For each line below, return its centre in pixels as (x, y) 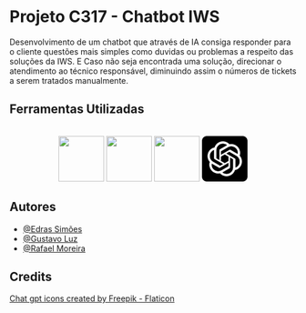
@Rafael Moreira (54, 248)
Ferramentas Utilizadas (77, 110)
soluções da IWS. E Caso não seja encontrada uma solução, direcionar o (146, 61)
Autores (33, 207)
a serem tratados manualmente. (69, 80)
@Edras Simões (52, 228)
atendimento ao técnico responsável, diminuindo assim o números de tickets (153, 71)
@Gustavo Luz (50, 238)
